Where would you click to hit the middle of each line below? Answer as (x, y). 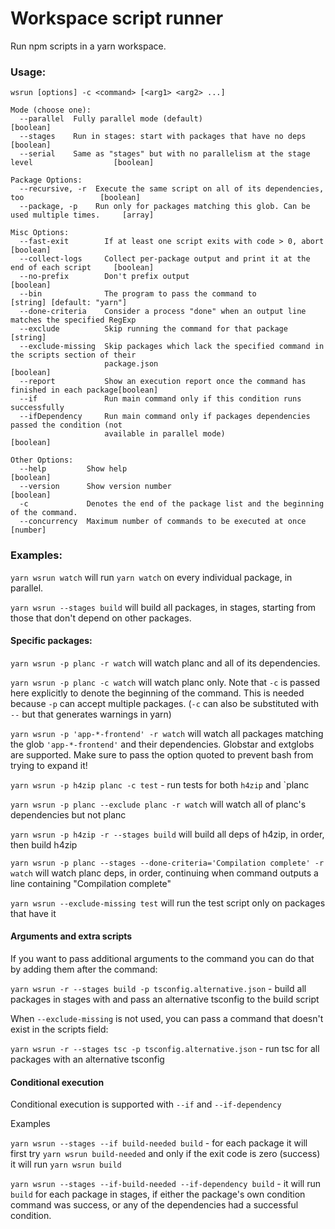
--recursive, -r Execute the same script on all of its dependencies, (172, 189)
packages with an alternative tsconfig (87, 1059)
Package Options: (46, 180)
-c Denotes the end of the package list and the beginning (172, 504)
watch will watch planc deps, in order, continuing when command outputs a (164, 873)
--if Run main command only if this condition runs (160, 399)
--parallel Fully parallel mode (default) (111, 119)
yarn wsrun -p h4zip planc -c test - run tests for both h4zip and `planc (160, 784)
